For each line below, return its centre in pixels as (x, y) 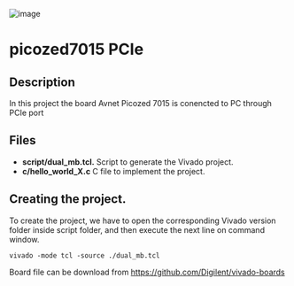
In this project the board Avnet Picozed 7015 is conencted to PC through (141, 103)
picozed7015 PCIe (77, 50)
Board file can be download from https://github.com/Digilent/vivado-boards (147, 272)
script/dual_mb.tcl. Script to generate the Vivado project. (128, 162)
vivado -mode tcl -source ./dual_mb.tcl (85, 255)
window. (24, 239)
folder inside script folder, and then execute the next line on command (137, 229)
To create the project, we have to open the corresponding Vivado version (143, 220)
